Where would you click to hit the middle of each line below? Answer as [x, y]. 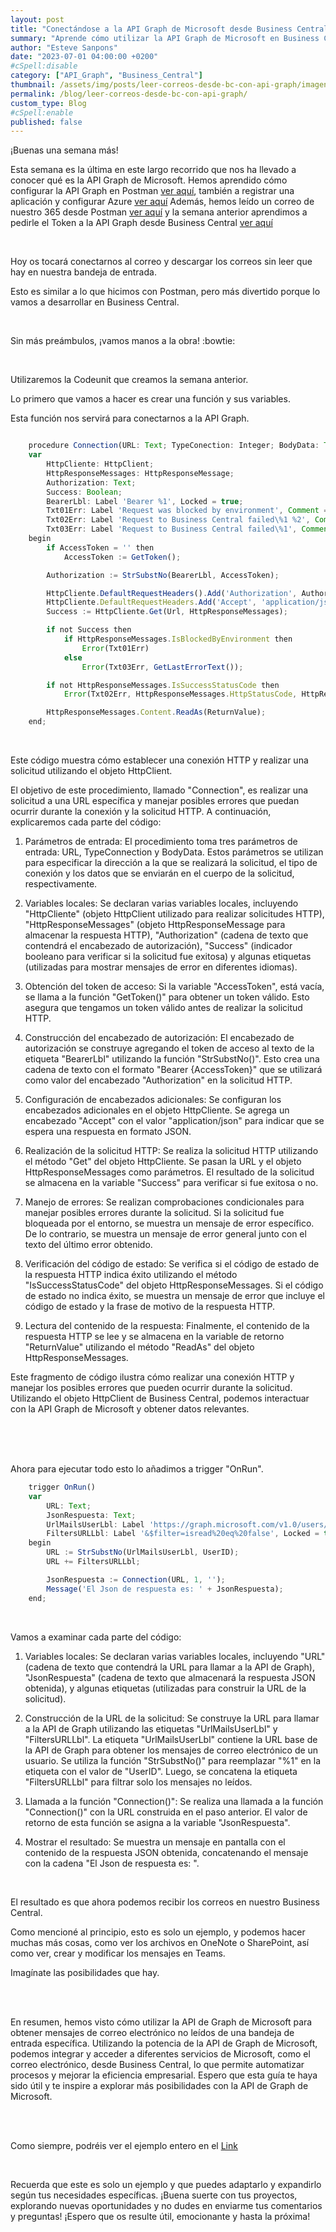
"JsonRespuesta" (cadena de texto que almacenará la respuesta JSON [170, 1677]
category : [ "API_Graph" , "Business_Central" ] [106, 76]
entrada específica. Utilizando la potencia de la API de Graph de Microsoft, [164, 2043]
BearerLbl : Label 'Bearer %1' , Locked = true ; [145, 501]
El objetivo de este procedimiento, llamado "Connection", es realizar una [159, 790]
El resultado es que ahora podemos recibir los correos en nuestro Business [165, 1902]
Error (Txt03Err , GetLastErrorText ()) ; [162, 667]
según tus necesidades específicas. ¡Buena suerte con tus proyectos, [154, 2195]
